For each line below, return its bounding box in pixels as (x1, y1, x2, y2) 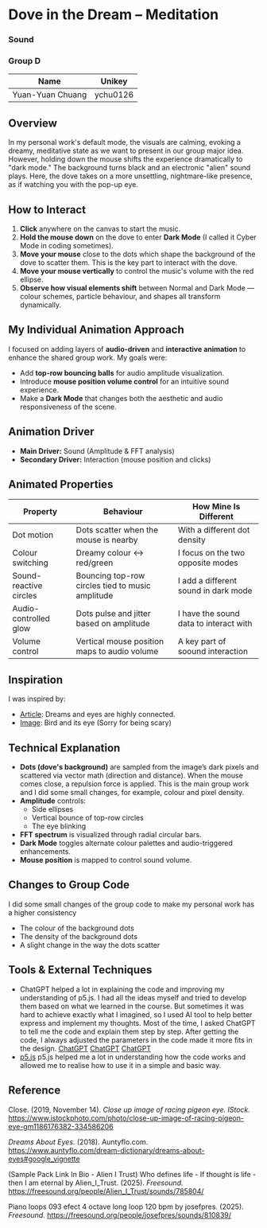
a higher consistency (8, 907, 77, 917)
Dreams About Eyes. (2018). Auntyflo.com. (8, 1136, 149, 1147)
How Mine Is (192, 501, 241, 513)
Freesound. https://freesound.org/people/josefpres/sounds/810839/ (8, 1210, 232, 1219)
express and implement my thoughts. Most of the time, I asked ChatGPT (19, 1018, 256, 1027)
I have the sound (177, 608, 240, 619)
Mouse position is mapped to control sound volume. (19, 856, 192, 865)
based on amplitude (75, 618, 150, 630)
